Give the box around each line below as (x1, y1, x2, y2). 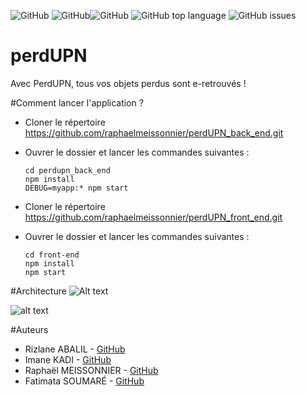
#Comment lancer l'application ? (10, 96, 144, 109)
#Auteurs (10, 323, 49, 335)
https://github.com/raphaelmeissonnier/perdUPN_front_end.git (24, 211, 283, 223)
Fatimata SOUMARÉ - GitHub (24, 375, 145, 387)
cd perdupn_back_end (24, 165, 111, 175)
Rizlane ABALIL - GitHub (24, 343, 126, 355)
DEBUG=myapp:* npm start (24, 183, 129, 193)
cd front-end (24, 250, 80, 260)
